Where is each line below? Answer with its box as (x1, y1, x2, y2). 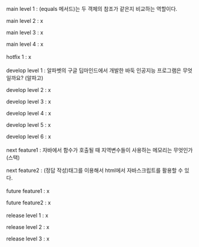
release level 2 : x (6, 224, 50, 230)
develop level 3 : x (6, 98, 52, 105)
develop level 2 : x (6, 87, 51, 93)
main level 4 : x (6, 41, 44, 47)
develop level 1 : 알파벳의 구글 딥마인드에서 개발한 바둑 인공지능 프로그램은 (6, 67, 182, 74)
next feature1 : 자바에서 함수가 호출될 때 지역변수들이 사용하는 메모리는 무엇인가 (6, 147, 193, 153)
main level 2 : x (6, 17, 44, 24)
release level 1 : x (6, 212, 49, 219)
